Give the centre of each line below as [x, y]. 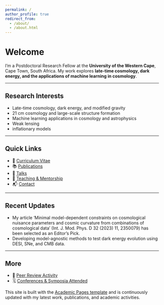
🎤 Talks [20, 173]
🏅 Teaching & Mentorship [38, 178]
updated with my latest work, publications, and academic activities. [73, 298]
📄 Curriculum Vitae [31, 160]
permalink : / [18, 10]
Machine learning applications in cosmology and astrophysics [74, 118]
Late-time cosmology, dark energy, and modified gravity [69, 108]
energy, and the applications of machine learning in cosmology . [71, 76]
